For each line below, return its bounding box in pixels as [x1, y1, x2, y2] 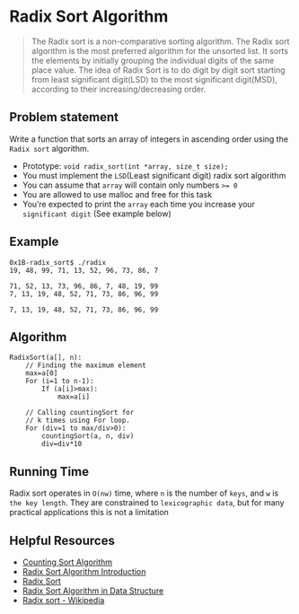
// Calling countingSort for [25, 408, 135, 417]
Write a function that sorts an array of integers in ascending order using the [9, 133, 289, 145]
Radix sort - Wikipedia [22, 595, 105, 605]
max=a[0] [25, 369, 58, 378]
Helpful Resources [9, 532, 115, 548]
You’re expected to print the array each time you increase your [22, 198, 256, 209]
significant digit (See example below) [22, 208, 172, 219]
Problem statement [9, 110, 119, 125]
